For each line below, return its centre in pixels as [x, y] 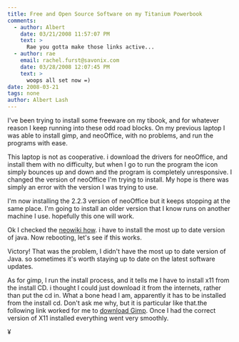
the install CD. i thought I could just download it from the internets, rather [114, 288]
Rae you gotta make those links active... [90, 47]
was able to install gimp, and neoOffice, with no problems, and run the [111, 135]
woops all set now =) [59, 80]
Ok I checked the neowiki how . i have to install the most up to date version [116, 230]
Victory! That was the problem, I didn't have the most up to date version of [117, 251]
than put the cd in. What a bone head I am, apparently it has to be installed [117, 295]
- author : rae [35, 54]
